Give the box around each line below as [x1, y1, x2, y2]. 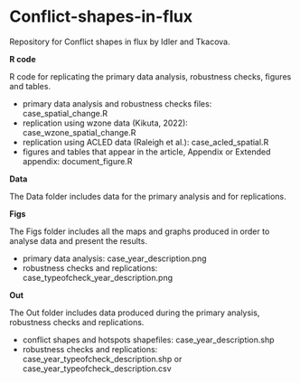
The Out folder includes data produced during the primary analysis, [9, 307, 260, 318]
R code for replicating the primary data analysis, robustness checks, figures [9, 70, 292, 82]
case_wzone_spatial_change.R [22, 126, 136, 137]
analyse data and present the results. [9, 235, 147, 246]
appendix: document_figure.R [22, 155, 133, 166]
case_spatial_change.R [22, 107, 108, 118]
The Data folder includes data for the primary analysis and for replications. [9, 191, 286, 201]
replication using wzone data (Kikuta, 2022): [22, 117, 188, 128]
